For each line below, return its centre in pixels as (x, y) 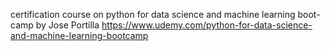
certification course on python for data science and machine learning (153, 14)
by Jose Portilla (67, 25)
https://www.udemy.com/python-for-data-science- (207, 25)
